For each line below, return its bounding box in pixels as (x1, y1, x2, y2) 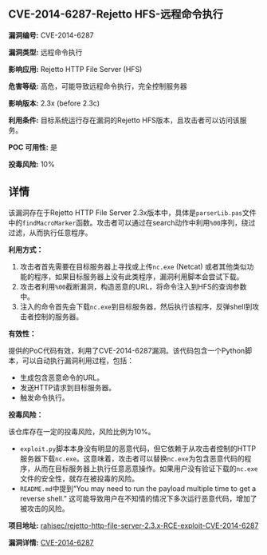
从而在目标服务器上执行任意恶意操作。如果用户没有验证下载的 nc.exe (33, 463, 258, 473)
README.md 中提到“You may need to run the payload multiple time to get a (19, 483, 257, 493)
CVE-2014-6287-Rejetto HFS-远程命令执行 (8, 7, 224, 22)
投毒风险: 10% (8, 159, 55, 169)
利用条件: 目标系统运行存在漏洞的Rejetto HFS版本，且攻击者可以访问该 (8, 115, 241, 125)
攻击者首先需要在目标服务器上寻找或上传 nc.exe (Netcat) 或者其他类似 (19, 262, 247, 271)
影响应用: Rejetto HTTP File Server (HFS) (8, 64, 143, 74)
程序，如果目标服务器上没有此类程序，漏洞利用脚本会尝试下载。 (33, 271, 244, 281)
